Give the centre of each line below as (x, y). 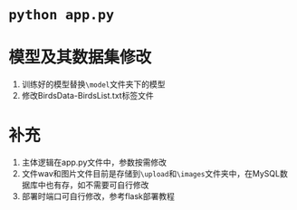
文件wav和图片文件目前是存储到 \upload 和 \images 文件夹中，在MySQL (151, 174)
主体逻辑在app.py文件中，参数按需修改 (94, 162)
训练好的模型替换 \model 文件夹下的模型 (93, 84)
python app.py (62, 15)
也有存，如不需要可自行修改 (97, 185)
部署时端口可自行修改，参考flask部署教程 (98, 196)
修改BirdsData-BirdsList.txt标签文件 (88, 96)
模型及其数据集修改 (80, 57)
